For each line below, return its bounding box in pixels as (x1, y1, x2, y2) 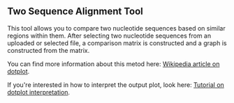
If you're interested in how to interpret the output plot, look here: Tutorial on (7, 80, 225, 89)
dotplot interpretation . (7, 88, 71, 96)
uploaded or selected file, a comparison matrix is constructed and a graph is (7, 38, 227, 47)
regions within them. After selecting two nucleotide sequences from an (7, 31, 212, 40)
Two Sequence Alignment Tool (7, 6, 143, 17)
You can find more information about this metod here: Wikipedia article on (7, 59, 220, 68)
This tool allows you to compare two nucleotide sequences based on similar (7, 24, 226, 32)
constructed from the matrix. (7, 46, 90, 54)
